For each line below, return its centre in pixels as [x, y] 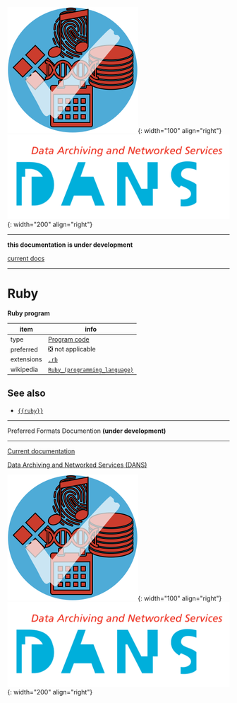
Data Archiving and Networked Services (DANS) [77, 465]
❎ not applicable [72, 349]
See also [26, 394]
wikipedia [24, 369]
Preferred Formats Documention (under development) [87, 431]
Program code [69, 339]
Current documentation [41, 451]
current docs [26, 259]
